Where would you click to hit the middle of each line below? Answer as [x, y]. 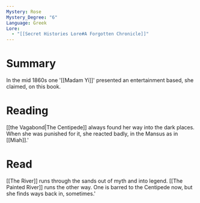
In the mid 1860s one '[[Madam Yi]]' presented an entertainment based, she [100, 80]
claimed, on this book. [34, 87]
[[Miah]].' [17, 140]
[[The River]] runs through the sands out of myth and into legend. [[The [95, 181]
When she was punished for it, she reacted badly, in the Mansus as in [92, 134]
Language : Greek [26, 23]
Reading [27, 111]
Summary [31, 64]
